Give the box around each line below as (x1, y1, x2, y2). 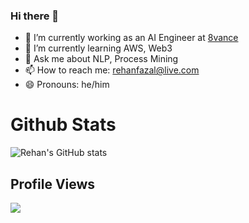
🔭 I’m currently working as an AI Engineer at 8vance (24, 32, 239, 44)
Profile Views (10, 175, 96, 193)
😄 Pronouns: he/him (24, 79, 110, 91)
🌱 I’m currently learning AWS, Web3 (24, 42, 173, 54)
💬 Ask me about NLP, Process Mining (24, 53, 179, 65)
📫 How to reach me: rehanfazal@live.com (24, 64, 200, 76)
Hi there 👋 (10, 9, 60, 23)
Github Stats (10, 114, 117, 136)
